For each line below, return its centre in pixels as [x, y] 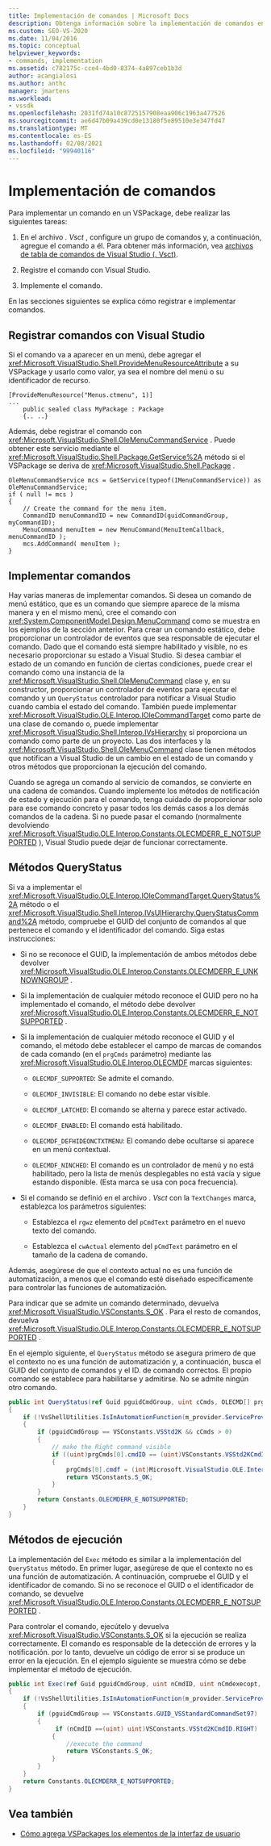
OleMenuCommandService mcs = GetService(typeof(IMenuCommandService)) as [135, 481]
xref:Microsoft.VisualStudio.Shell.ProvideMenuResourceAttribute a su [124, 363]
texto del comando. [64, 1230]
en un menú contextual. [71, 1149]
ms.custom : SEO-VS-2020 [48, 31]
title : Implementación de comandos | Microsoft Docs [99, 16]
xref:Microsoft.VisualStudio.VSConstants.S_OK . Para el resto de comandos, [134, 1311]
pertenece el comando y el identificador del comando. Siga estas [117, 929]
